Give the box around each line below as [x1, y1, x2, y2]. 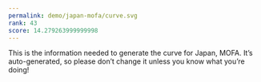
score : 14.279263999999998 [8, 26, 98, 34]
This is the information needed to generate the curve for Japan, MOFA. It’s [8, 49, 254, 58]
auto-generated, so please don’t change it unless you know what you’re [8, 57, 246, 66]
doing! [8, 65, 30, 75]
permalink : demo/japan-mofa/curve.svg [8, 11, 138, 20]
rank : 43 [8, 19, 38, 27]
